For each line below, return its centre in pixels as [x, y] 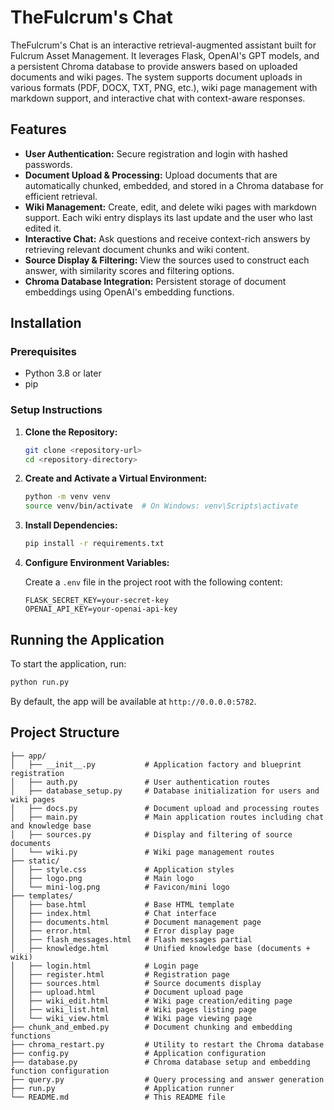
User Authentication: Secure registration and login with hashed [156, 153]
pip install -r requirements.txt [94, 544]
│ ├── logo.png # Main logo [102, 878]
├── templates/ [42, 896]
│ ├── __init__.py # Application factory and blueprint [156, 764]
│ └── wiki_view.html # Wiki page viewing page [131, 1018]
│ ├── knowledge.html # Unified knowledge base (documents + [160, 948]
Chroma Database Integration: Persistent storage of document [155, 281]
